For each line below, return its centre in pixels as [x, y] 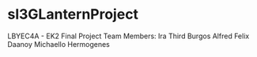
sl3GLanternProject [73, 14]
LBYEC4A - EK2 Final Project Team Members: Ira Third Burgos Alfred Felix [128, 36]
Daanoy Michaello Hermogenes [59, 44]
